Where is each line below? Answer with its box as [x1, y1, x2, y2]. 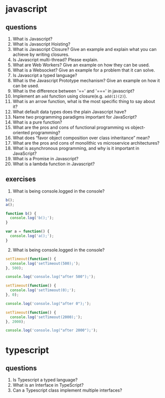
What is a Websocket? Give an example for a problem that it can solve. [12, 67, 155, 73]
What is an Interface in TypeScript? [12, 382, 84, 388]
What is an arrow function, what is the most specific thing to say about [12, 99, 156, 104]
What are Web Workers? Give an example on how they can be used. [12, 62, 150, 68]
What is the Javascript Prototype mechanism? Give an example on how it [12, 77, 160, 83]
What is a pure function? [12, 119, 63, 125]
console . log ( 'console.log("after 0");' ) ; [5, 301, 92, 306]
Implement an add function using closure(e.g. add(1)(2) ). [12, 93, 127, 99]
